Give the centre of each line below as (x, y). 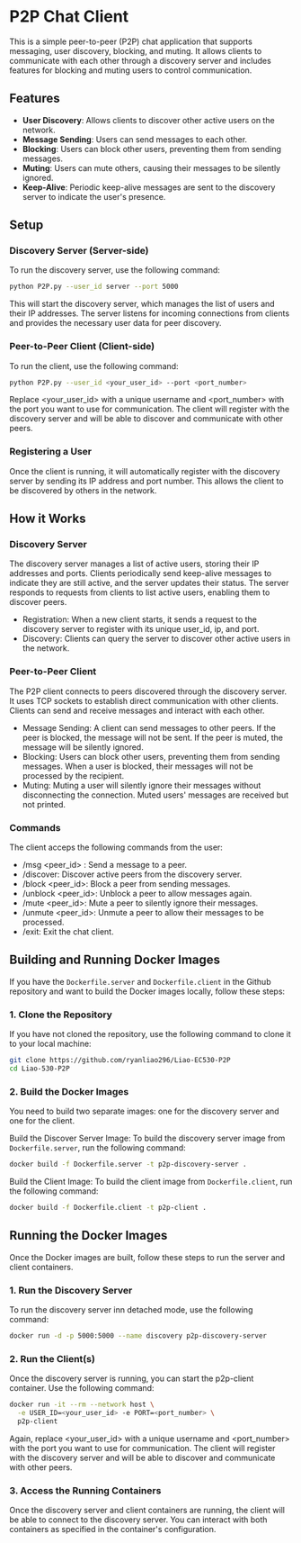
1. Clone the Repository (61, 1015)
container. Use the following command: (82, 1388)
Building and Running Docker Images (115, 960)
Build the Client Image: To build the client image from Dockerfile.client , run (151, 1182)
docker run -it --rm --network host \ (82, 1405)
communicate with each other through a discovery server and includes (140, 60)
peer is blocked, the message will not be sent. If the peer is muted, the (152, 737)
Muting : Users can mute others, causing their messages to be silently (151, 167)
